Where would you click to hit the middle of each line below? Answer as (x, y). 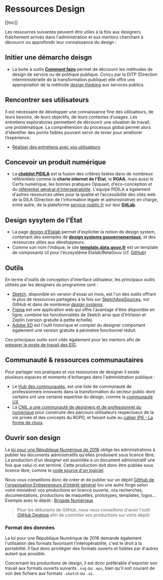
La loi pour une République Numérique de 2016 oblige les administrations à (80, 449)
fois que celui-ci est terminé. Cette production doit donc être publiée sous (79, 465)
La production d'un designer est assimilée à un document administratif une (80, 460)
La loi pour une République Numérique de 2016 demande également (73, 538)
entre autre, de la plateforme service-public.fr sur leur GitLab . (74, 205)
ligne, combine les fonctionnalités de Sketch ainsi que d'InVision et (79, 315)
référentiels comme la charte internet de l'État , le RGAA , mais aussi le (83, 179)
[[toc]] (11, 22)
